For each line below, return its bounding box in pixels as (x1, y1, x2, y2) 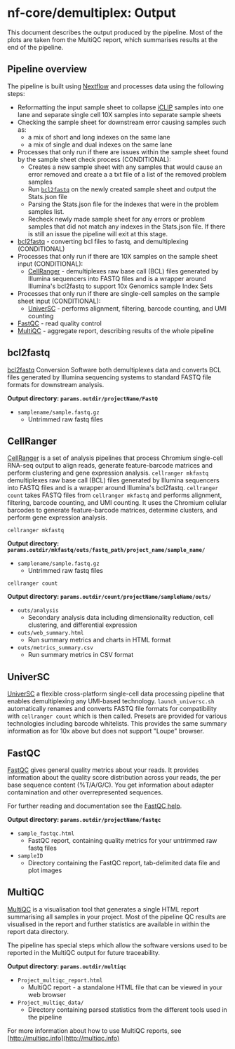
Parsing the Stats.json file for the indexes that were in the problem (27, 200, 219, 208)
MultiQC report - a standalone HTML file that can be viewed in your (27, 983, 223, 992)
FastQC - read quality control (17, 319, 102, 327)
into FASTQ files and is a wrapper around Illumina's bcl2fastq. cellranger (7, 484, 219, 492)
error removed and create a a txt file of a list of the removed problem (27, 170, 227, 178)
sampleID (17, 853, 43, 860)
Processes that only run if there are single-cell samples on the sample (17, 289, 220, 297)
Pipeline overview (7, 63, 88, 75)
